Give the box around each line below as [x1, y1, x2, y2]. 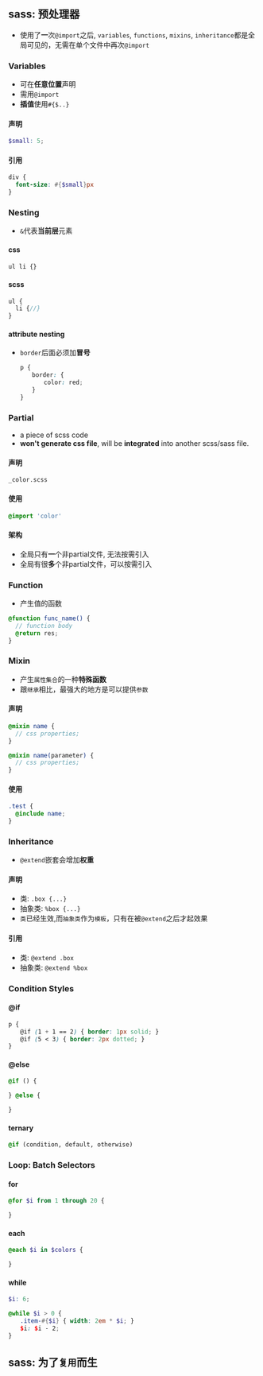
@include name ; [15, 810, 66, 818]
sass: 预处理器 [8, 7, 80, 21]
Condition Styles [8, 983, 74, 994]
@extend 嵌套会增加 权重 [19, 855, 94, 865]
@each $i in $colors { [8, 1246, 83, 1254]
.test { [8, 802, 34, 811]
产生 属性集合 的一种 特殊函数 [19, 674, 107, 684]
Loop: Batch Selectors [8, 1160, 95, 1171]
